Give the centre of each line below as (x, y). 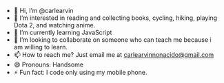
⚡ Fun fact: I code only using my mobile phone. (80, 72)
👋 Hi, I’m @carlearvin (43, 11)
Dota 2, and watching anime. (54, 25)
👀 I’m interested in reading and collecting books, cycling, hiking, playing (115, 18)
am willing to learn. (40, 47)
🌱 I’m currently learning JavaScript (63, 32)
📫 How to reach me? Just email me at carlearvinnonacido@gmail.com (114, 55)
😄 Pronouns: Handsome (49, 64)
